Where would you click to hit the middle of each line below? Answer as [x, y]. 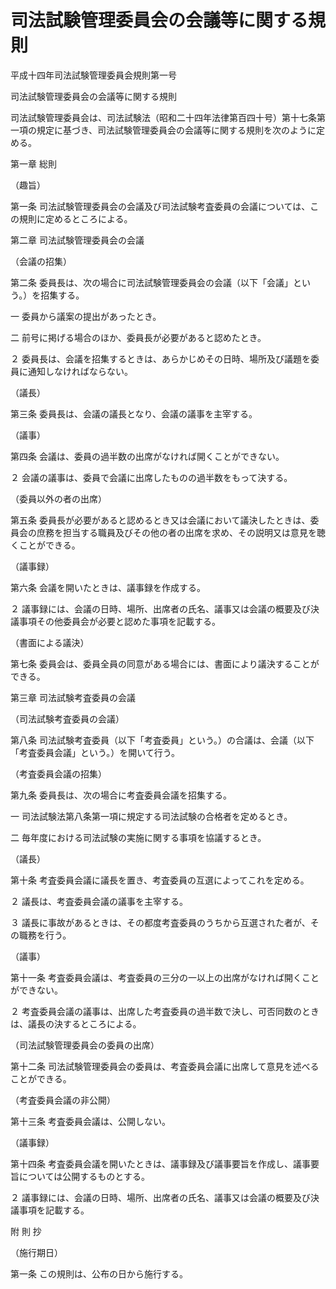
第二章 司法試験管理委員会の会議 [77, 240]
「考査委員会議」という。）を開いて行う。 [95, 752]
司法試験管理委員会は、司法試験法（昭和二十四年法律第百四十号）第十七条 [163, 117]
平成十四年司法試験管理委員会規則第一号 [93, 75]
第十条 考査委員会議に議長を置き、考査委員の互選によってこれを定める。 [160, 880]
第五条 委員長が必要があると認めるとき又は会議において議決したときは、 [160, 520]
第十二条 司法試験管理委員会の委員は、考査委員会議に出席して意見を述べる [165, 1066]
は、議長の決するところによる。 [76, 1023]
